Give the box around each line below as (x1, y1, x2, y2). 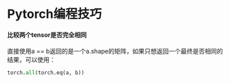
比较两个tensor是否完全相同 (7, 30, 87, 38)
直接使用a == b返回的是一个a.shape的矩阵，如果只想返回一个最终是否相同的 (7, 47, 223, 56)
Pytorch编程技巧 (7, 6, 102, 22)
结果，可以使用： (7, 56, 56, 64)
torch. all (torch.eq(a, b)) (7, 69, 85, 76)
